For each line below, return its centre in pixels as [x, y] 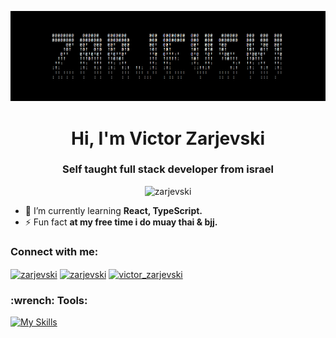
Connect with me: [54, 251]
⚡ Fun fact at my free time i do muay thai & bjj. [121, 222]
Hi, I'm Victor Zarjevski [168, 138]
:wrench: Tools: [49, 300]
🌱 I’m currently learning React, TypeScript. [113, 210]
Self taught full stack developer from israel [168, 169]
